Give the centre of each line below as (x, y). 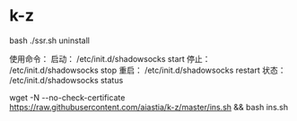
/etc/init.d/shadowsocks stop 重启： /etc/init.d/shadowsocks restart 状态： (148, 70)
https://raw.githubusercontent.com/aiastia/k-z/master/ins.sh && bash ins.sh (149, 107)
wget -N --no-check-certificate (67, 97)
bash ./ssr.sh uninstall (49, 40)
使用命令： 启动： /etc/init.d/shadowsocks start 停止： (110, 58)
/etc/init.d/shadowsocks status (66, 80)
